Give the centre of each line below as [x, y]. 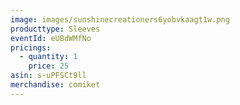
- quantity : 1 [48, 57]
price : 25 [49, 66]
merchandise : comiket [55, 85]
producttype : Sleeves [55, 29]
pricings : [31, 47]
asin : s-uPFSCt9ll [48, 76]
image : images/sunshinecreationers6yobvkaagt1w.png [120, 19]
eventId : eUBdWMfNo [51, 38]
